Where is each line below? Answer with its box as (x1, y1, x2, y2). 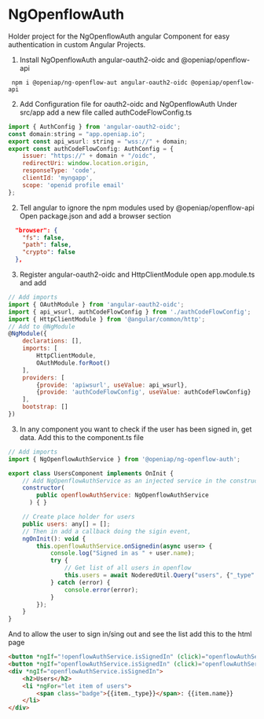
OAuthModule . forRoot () (36, 359, 111, 367)
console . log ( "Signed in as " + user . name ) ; (49, 549, 195, 557)
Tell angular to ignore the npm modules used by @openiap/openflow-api (19, 203, 255, 212)
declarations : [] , (22, 337, 82, 345)
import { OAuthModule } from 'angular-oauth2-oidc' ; (8, 300, 185, 308)
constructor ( (22, 484, 65, 492)
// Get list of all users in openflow (64, 564, 192, 572)
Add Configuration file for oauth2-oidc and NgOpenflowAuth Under (19, 99, 237, 108)
